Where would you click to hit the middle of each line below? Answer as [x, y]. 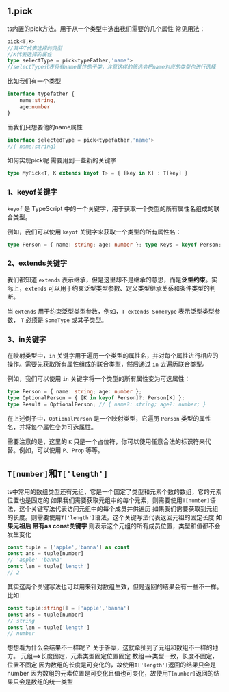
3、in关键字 [27, 339]
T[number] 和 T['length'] [57, 474]
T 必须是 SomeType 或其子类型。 [64, 320]
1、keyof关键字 [32, 193]
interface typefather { [41, 94]
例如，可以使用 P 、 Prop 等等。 [61, 450]
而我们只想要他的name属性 [45, 127]
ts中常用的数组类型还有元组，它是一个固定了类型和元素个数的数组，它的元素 [114, 491]
